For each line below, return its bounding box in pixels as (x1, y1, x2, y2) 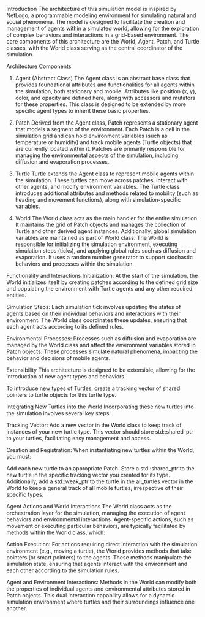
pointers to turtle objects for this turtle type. (6, 391, 117, 398)
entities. (6, 291, 26, 299)
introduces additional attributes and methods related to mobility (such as (15, 190, 199, 197)
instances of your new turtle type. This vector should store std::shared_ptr (6, 428, 194, 435)
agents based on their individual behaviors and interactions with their (6, 310, 181, 317)
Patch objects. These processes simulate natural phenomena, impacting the (6, 348, 198, 355)
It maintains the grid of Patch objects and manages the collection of (15, 221, 187, 228)
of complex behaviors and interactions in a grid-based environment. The (6, 31, 189, 39)
